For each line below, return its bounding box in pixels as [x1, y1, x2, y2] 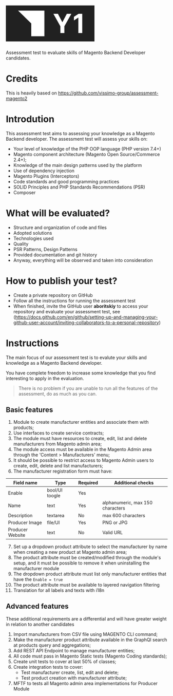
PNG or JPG [102, 519, 128, 525]
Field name [13, 479, 37, 485]
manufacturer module [13, 565, 60, 571]
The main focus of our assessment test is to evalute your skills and [6, 354, 147, 361]
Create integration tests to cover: [13, 664, 84, 670]
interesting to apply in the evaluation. [6, 375, 84, 381]
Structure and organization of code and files [13, 224, 107, 231]
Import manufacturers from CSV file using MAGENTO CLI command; [13, 631, 158, 637]
